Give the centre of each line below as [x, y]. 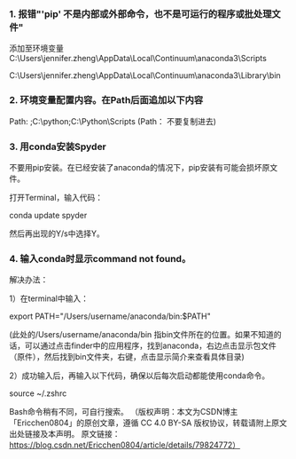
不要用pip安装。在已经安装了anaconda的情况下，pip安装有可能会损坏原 [140, 167]
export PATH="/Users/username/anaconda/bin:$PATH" [110, 316]
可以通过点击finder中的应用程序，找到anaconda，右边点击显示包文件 [150, 346]
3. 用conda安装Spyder [58, 146]
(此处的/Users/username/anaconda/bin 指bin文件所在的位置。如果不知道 [142, 335]
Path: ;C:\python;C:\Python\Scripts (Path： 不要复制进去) [113, 121]
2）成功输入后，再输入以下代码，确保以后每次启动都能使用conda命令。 [140, 376]
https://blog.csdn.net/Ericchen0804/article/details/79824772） [125, 445]
